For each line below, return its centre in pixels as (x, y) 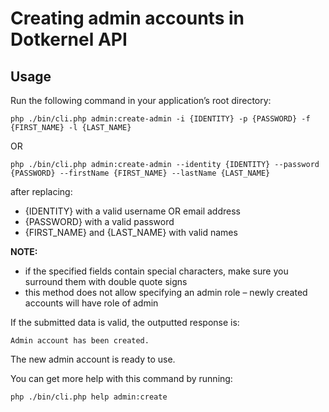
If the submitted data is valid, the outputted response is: (125, 322)
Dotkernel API (69, 39)
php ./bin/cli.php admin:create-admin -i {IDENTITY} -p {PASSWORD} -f (160, 119)
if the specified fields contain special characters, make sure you (156, 271)
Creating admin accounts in (127, 18)
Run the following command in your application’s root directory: (141, 100)
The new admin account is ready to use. (93, 359)
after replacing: (41, 191)
